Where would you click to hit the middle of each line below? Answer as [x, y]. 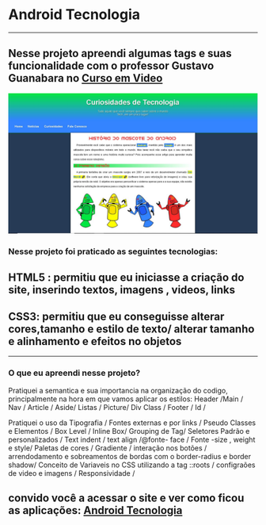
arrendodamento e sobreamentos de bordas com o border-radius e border [130, 456]
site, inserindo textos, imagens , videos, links [122, 290]
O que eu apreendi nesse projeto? [74, 373]
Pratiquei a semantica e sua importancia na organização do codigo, [118, 390]
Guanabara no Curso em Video [85, 78]
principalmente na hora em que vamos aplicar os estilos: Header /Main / [126, 399]
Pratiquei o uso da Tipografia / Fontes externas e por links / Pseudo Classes [132, 423]
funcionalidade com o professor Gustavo [111, 66]
